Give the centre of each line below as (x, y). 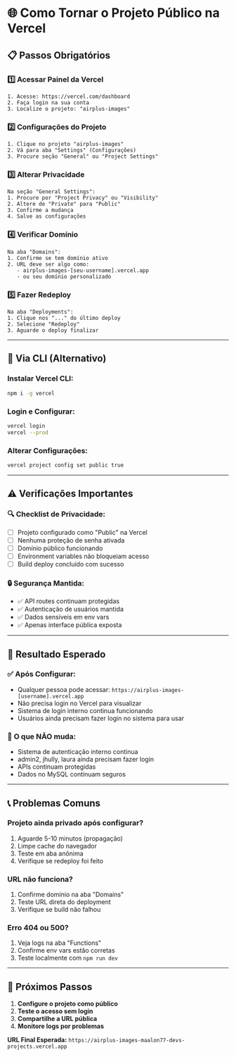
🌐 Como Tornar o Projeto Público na (113, 13)
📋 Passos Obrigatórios (59, 55)
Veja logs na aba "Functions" (59, 943)
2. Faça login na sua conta (48, 103)
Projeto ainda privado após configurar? (76, 823)
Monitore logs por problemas (60, 1026)
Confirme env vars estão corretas (66, 951)
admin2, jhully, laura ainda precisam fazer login (86, 760)
